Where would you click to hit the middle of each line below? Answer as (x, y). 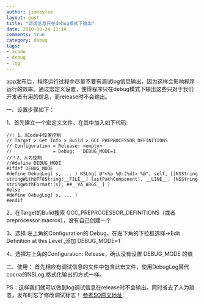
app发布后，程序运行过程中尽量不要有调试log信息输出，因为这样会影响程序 (101, 81)
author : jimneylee (30, 12)
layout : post (23, 18)
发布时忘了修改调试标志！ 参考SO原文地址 (70, 295)
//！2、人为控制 (24, 157)
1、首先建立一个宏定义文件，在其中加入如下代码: (67, 122)
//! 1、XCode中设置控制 (34, 135)
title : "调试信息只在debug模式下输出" (51, 23)
